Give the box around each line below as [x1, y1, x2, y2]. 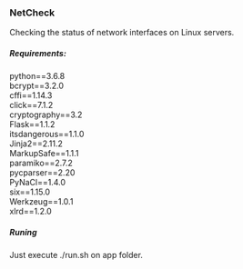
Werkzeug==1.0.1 [9, 196, 74, 207]
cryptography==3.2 [9, 109, 83, 120]
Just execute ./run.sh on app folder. [9, 250, 144, 261]
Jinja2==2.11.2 [9, 138, 64, 149]
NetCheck [9, 6, 56, 19]
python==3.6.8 [9, 71, 66, 82]
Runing [9, 226, 37, 237]
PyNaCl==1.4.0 [9, 177, 66, 188]
